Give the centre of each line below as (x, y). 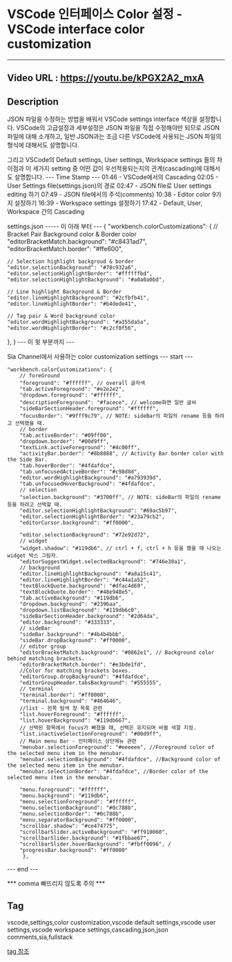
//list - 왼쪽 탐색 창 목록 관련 (61, 709)
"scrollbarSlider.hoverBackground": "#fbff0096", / (95, 844)
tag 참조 (18, 951)
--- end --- (23, 869)
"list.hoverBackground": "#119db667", (75, 720)
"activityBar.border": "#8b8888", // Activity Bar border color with (122, 454)
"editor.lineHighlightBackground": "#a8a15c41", (91, 574)
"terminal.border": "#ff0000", (65, 695)
